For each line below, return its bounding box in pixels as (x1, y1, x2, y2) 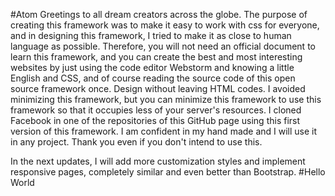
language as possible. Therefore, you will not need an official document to (10, 40, 316, 52)
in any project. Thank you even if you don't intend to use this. (10, 136, 263, 148)
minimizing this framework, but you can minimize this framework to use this (10, 94, 322, 105)
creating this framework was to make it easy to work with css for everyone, (10, 19, 320, 31)
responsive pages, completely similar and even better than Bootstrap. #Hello (10, 166, 326, 178)
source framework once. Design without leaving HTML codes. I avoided (10, 83, 306, 94)
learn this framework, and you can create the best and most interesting (10, 51, 303, 63)
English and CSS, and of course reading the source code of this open (10, 72, 296, 84)
